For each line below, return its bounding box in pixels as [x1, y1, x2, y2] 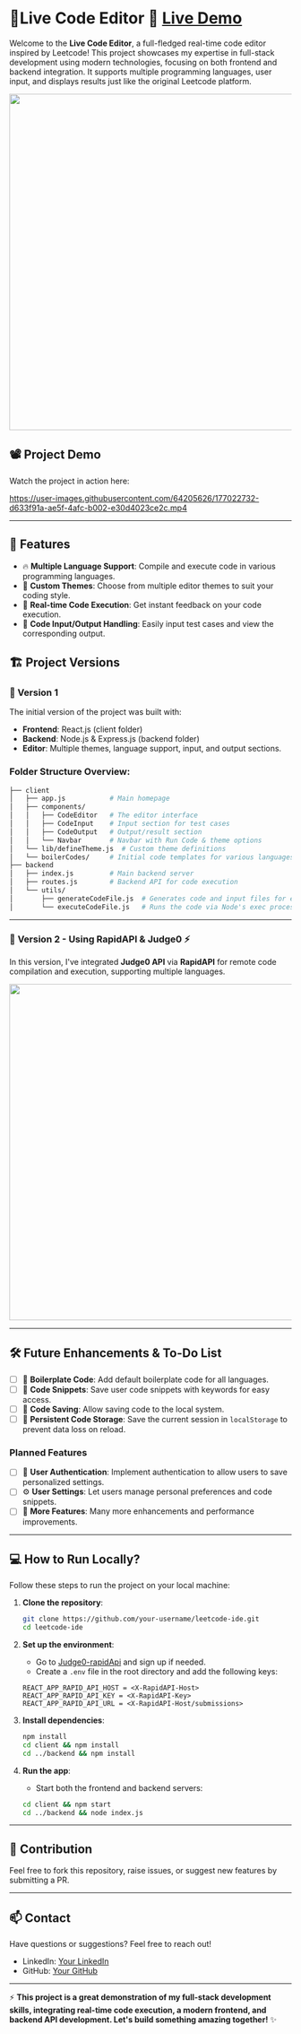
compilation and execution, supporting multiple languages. [9, 966, 226, 977]
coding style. [21, 589, 71, 600]
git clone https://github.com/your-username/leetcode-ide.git [21, 1614, 260, 1624]
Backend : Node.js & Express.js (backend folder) [21, 734, 200, 744]
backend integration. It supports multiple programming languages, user [9, 66, 272, 77]
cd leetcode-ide [21, 1623, 83, 1632]
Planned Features [9, 1446, 88, 1458]
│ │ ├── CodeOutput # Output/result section [9, 827, 202, 837]
